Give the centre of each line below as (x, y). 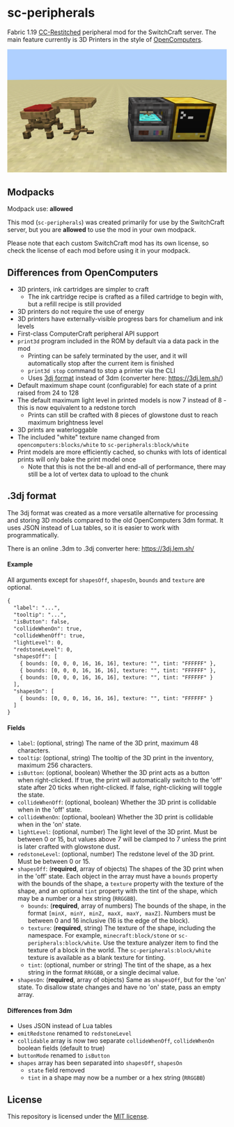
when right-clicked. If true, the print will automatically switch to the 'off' (120, 780)
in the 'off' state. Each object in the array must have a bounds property (117, 876)
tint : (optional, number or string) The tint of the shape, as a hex (119, 965)
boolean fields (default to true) (61, 1048)
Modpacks (31, 192)
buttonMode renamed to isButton (63, 1055)
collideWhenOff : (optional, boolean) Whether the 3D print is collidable (117, 803)
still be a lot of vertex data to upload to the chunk (98, 474)
